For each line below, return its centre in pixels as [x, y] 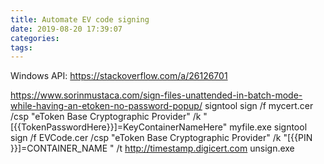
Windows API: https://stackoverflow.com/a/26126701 [119, 76]
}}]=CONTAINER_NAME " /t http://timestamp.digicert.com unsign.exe [152, 148]
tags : [21, 47]
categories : [35, 38]
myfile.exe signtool [268, 127]
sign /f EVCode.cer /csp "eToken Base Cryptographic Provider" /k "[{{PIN [161, 138]
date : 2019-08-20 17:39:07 [66, 29]
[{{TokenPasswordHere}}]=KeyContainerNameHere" [119, 127]
